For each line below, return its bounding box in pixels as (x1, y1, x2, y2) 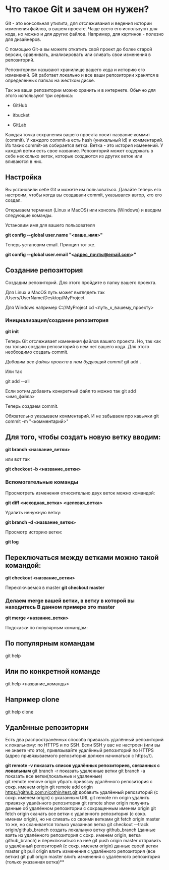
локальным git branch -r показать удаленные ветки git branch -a (5, 768, 145, 774)
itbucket (12, 112, 30, 118)
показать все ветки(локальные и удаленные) (5, 773, 102, 779)
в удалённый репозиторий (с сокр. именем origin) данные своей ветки (5, 843, 158, 849)
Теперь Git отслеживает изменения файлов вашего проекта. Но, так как (5, 338, 161, 344)
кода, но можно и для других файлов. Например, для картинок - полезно (5, 31, 164, 37)
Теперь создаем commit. (5, 403, 59, 409)
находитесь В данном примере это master (5, 603, 116, 610)
